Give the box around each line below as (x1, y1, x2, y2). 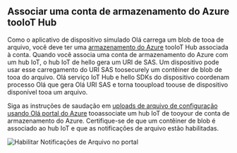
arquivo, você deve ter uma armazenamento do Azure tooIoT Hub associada (7, 42, 229, 51)
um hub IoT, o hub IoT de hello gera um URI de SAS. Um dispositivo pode (7, 58, 219, 66)
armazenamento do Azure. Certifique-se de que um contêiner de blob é (7, 116, 216, 125)
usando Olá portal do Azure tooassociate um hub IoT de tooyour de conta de (7, 109, 231, 117)
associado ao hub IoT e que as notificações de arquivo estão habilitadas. (7, 123, 219, 133)
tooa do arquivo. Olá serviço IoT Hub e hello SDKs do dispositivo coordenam (7, 73, 230, 81)
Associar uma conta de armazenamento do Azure (7, 6, 230, 18)
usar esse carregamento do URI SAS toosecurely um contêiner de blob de (7, 65, 222, 73)
